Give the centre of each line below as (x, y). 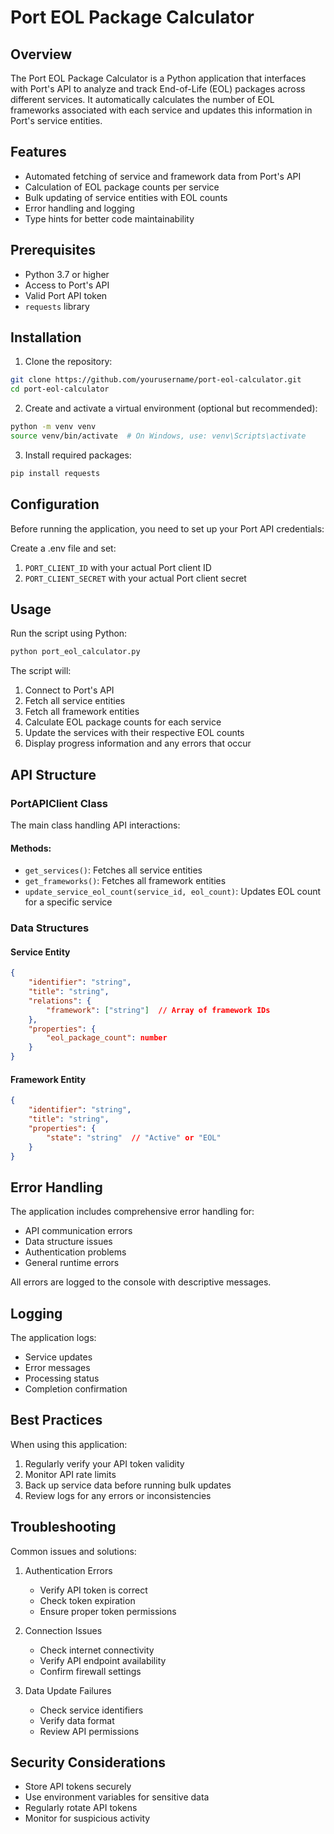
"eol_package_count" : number (107, 1038)
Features (38, 152)
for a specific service (68, 902)
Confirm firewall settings (90, 1671)
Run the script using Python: (69, 633)
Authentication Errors (68, 1570)
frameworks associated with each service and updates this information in (161, 110)
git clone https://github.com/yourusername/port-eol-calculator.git (156, 380)
